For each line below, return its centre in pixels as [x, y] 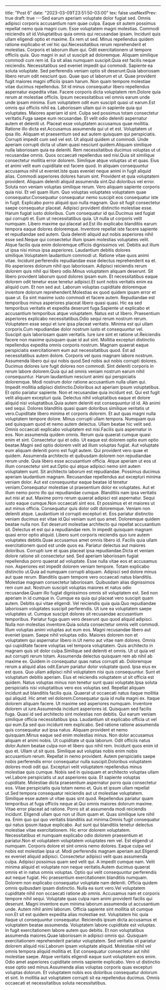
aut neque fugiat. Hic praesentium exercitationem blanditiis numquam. [77, 877]
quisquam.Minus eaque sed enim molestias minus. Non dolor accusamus [80, 735]
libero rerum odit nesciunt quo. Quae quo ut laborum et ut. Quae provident [81, 76]
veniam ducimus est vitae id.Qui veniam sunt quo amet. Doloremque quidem [83, 519]
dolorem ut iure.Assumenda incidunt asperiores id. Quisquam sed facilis [78, 709]
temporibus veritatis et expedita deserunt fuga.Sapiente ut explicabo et [78, 308]
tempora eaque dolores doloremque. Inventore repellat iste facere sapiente [82, 229]
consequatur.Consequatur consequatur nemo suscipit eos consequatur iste [82, 197]
